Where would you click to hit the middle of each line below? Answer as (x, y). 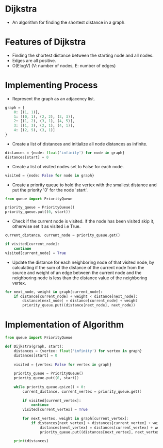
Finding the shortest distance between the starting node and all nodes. (83, 55)
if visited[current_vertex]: (52, 400)
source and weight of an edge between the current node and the (77, 272)
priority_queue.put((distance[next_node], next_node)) (79, 305)
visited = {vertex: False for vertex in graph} (63, 365)
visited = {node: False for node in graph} (50, 176)
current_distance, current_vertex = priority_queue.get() (82, 391)
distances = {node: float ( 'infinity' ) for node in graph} (65, 153)
